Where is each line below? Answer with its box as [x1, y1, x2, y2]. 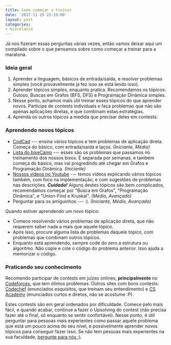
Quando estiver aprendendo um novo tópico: [5, 208, 100, 214]
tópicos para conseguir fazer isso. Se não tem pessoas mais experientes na [5, 329, 165, 335]
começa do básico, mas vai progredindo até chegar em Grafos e [12, 160, 149, 166]
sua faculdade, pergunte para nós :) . [5, 334, 82, 340]
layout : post [5, 17, 33, 22]
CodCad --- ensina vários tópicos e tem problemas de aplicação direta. [12, 138, 163, 144]
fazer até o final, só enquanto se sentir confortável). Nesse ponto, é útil [5, 312, 155, 318]
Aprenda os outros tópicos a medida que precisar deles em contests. [12, 114, 158, 120]
